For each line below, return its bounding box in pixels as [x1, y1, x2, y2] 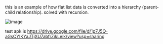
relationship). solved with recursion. [16, 9, 89, 15]
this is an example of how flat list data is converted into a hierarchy [5, 4, 141, 10]
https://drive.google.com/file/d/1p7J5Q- [27, 28, 108, 34]
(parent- [142, 4, 159, 10]
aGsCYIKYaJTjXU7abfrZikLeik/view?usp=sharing [5, 34, 105, 39]
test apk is [5, 28, 26, 34]
